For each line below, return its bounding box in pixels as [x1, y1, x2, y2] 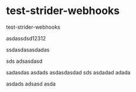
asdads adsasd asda [6, 80, 56, 87]
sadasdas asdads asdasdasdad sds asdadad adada [6, 69, 131, 76]
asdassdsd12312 [6, 35, 46, 42]
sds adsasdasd [6, 57, 43, 64]
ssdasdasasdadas [6, 46, 50, 53]
